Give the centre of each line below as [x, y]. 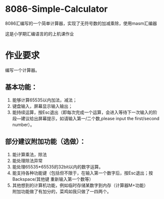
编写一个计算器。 [22, 70]
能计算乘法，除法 [29, 154]
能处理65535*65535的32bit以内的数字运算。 [58, 166]
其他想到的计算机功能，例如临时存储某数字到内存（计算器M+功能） [80, 185]
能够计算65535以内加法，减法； [45, 100]
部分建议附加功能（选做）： [45, 142]
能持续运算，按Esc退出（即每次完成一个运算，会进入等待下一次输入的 [82, 112]
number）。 [23, 125]
